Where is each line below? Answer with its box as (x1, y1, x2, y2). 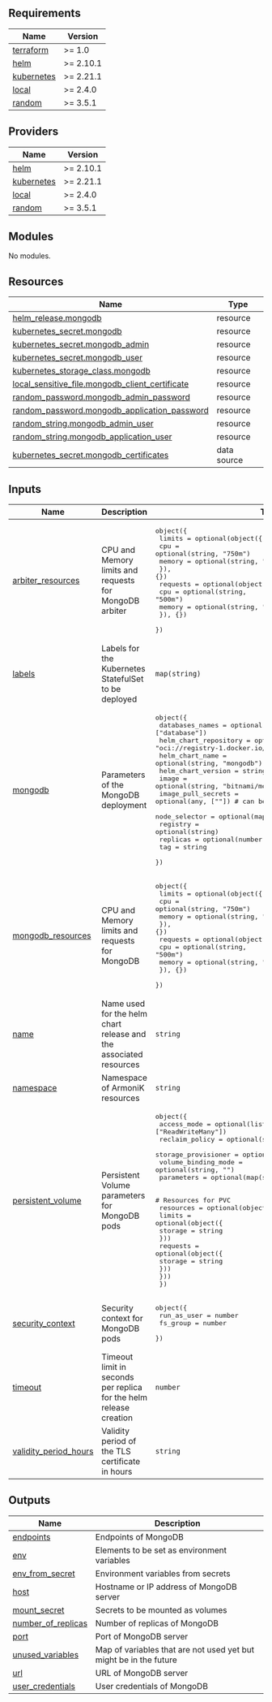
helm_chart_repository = (159, 737, 251, 745)
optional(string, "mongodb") (155, 759, 263, 768)
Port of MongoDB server (95, 1631, 189, 1642)
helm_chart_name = (159, 751, 227, 760)
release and (100, 1029, 147, 1040)
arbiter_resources (12, 575, 80, 586)
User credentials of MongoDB (95, 1680, 209, 1691)
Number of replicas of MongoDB (95, 1618, 219, 1629)
